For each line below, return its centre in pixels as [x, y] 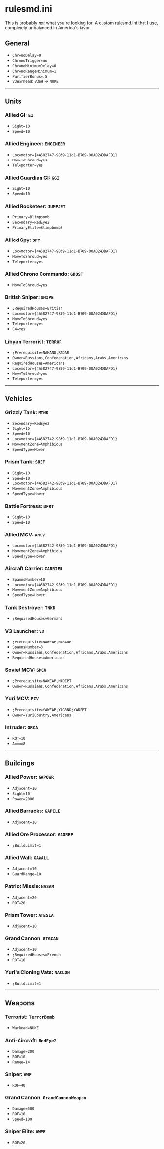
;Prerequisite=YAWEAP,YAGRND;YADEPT [49, 710]
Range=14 [21, 1062]
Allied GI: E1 [19, 115]
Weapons [20, 1003]
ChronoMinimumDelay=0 [34, 66]
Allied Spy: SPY [23, 240]
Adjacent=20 [24, 897]
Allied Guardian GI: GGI [32, 178]
